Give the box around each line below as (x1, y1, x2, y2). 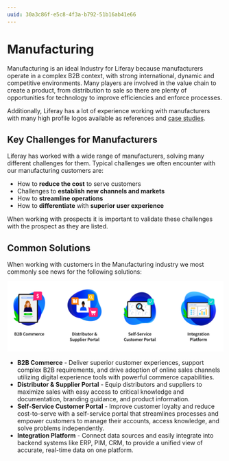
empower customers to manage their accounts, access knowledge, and (16, 416, 219, 425)
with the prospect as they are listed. (7, 222, 108, 230)
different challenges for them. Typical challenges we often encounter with (7, 159, 216, 167)
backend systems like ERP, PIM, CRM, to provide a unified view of (16, 438, 204, 447)
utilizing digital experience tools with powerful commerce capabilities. (16, 373, 215, 381)
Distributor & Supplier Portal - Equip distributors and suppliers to (16, 380, 202, 388)
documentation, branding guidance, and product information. (16, 394, 190, 403)
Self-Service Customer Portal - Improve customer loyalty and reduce (16, 402, 215, 410)
